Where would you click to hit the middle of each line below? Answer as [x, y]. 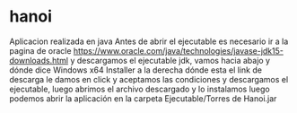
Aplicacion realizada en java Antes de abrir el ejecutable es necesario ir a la [149, 41]
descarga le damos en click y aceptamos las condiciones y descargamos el [149, 79]
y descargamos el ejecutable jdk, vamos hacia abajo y [170, 60]
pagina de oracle [40, 50]
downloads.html [39, 60]
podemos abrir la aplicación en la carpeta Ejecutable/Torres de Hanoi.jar [143, 98]
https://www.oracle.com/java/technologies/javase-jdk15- [179, 50]
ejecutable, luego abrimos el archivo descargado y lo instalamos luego [140, 89]
